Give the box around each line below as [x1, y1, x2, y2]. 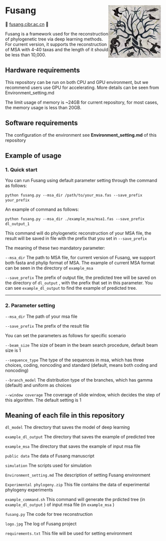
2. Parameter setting [5, 302, 55, 309]
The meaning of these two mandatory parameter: [5, 245, 105, 251]
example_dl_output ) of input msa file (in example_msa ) [5, 502, 115, 508]
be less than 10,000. [5, 52, 46, 58]
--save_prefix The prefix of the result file [5, 323, 89, 329]
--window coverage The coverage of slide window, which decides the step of [5, 391, 161, 397]
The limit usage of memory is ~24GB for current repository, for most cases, [5, 99, 159, 105]
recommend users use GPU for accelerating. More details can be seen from [5, 84, 160, 90]
